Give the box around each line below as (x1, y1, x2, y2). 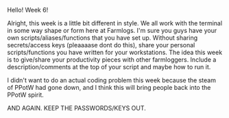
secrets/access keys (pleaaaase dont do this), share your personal (7, 41, 195, 49)
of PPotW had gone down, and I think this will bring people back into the (7, 84, 211, 91)
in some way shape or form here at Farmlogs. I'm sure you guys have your (7, 27, 217, 34)
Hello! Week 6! (7, 6, 49, 14)
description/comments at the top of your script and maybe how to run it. (7, 63, 211, 71)
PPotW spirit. (7, 91, 45, 99)
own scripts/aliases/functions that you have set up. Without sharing (7, 34, 198, 42)
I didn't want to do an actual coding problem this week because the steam (7, 76, 216, 84)
